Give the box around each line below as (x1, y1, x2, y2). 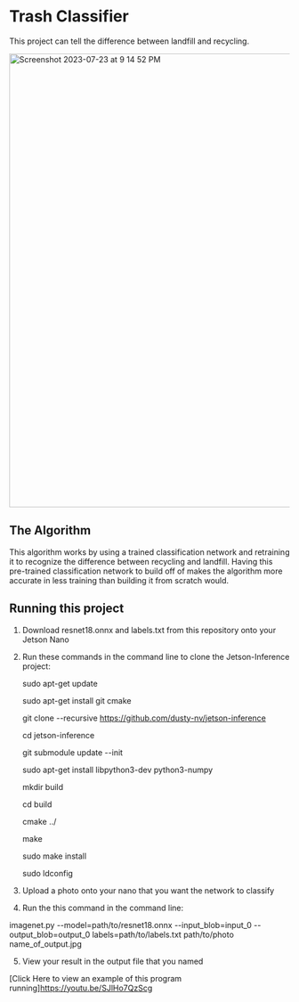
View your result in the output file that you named (21, 956, 204, 966)
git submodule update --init (21, 746, 123, 758)
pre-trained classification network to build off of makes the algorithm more (9, 566, 283, 576)
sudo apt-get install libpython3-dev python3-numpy (21, 764, 214, 775)
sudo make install (21, 851, 87, 861)
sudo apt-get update (21, 678, 98, 688)
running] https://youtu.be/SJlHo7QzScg (9, 982, 153, 993)
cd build (21, 799, 53, 810)
